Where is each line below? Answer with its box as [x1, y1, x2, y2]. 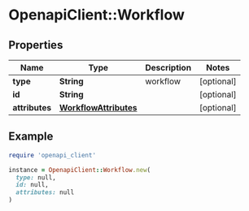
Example [8, 130, 54, 144]
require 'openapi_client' [8, 151, 96, 159]
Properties [8, 38, 63, 52]
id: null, [15, 181, 49, 189]
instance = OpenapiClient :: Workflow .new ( [8, 166, 151, 174]
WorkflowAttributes [59, 102, 138, 113]
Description [145, 62, 192, 73]
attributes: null [15, 188, 75, 196]
